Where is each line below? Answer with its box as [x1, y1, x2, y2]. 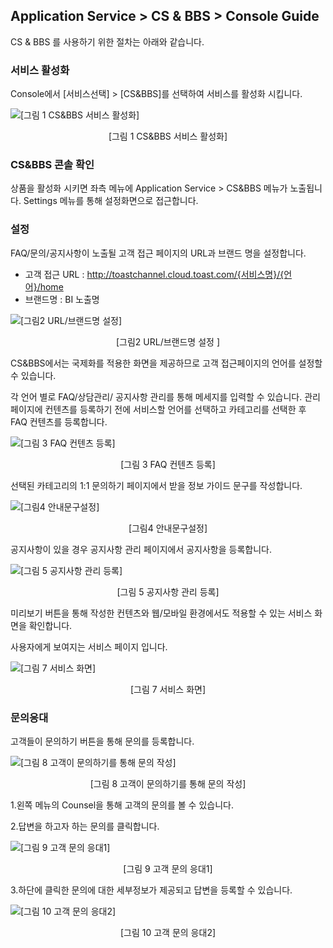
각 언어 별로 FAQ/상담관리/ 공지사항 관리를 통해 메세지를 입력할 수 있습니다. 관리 [10, 390, 321, 403]
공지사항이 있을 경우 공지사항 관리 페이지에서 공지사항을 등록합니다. [10, 543, 272, 555]
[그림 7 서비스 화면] [129, 683, 207, 695]
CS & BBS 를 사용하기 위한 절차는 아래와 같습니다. [10, 35, 205, 48]
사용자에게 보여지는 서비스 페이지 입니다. [10, 640, 168, 653]
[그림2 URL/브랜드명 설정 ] [116, 335, 220, 348]
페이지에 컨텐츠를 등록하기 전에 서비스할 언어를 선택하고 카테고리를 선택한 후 [10, 403, 307, 415]
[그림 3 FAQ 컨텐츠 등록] [120, 458, 216, 470]
